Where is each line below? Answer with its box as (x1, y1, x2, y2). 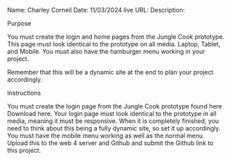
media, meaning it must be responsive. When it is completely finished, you (7, 117, 219, 125)
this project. (7, 146, 41, 154)
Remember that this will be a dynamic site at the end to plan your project (7, 68, 214, 76)
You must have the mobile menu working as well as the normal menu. (7, 131, 205, 140)
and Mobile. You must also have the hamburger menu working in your (7, 48, 205, 55)
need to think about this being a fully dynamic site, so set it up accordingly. (7, 124, 221, 132)
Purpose (7, 19, 32, 27)
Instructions (7, 89, 41, 97)
